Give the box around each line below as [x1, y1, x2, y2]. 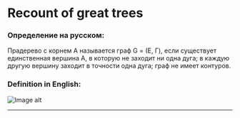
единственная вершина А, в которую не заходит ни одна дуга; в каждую [7, 54, 230, 63]
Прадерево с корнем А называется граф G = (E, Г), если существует [7, 46, 216, 55]
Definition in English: [7, 80, 81, 90]
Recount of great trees [7, 5, 144, 21]
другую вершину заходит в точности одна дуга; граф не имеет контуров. [7, 62, 231, 70]
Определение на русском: [7, 31, 105, 41]
